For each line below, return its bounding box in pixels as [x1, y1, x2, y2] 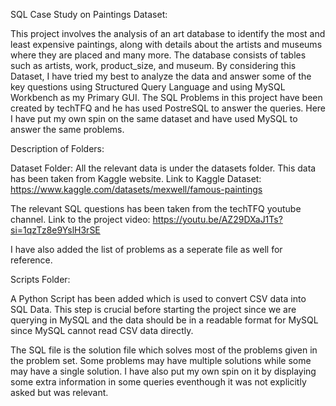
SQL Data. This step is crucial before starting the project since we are [10, 304, 297, 315]
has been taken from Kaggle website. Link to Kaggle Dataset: [10, 173, 262, 184]
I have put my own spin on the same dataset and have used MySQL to [10, 113, 298, 124]
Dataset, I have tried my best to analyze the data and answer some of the [10, 70, 312, 82]
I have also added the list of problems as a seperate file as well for [10, 244, 283, 255]
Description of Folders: [10, 143, 105, 154]
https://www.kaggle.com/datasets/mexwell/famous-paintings [10, 184, 263, 195]
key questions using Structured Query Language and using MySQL [10, 81, 286, 93]
